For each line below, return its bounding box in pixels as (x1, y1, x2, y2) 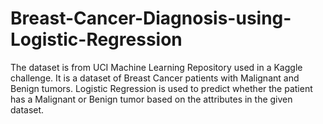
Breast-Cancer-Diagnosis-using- (10, 7, 292, 30)
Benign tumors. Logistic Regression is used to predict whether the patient (10, 82, 313, 94)
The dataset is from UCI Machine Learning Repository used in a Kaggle (10, 61, 303, 73)
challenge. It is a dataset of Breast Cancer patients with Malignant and (10, 72, 300, 84)
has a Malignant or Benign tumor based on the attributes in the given (10, 93, 293, 105)
